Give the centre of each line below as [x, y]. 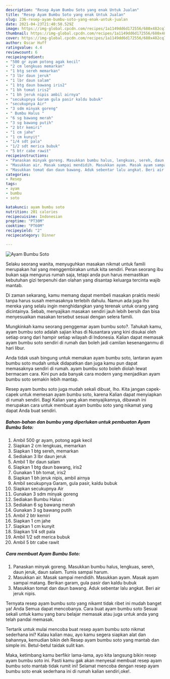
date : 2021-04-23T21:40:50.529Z [40, 24]
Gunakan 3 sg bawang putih [42, 510]
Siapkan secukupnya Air [38, 488]
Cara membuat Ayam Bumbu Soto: [43, 554]
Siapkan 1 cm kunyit [34, 526]
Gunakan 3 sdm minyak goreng [46, 494]
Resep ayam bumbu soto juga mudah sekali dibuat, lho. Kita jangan [75, 389]
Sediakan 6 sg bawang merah [44, 505]
